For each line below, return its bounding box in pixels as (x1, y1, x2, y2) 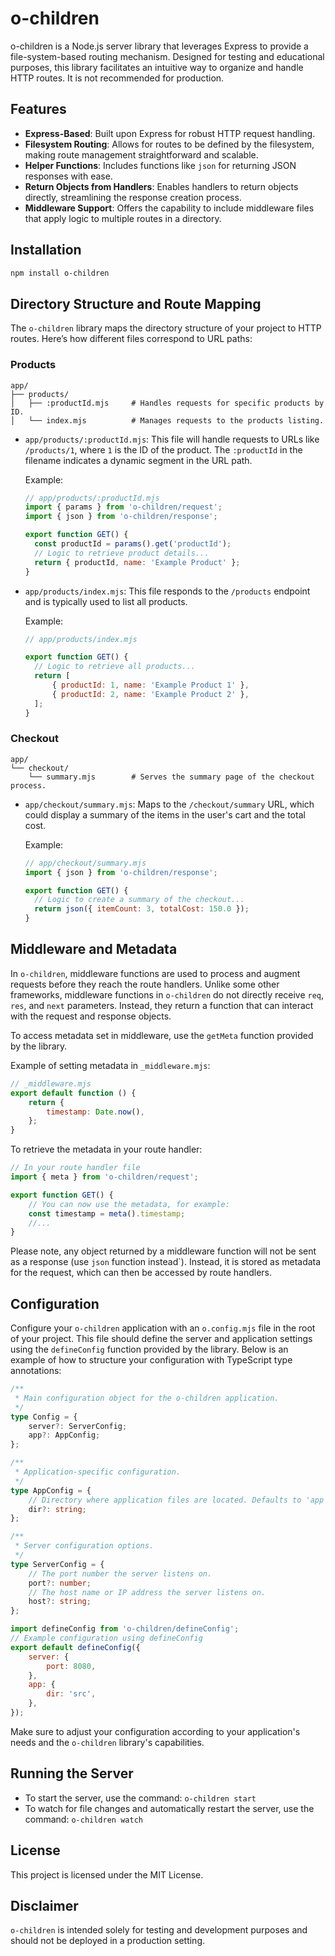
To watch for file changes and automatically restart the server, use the (24, 1802, 315, 1814)
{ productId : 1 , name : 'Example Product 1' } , (51, 680, 250, 691)
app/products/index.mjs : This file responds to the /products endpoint (24, 585, 311, 597)
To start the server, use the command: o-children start (24, 1792, 257, 1804)
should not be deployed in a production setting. (10, 1935, 206, 1947)
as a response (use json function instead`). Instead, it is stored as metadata (10, 1256, 322, 1268)
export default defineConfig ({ (10, 1642, 141, 1652)
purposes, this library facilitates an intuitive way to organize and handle (10, 61, 304, 73)
